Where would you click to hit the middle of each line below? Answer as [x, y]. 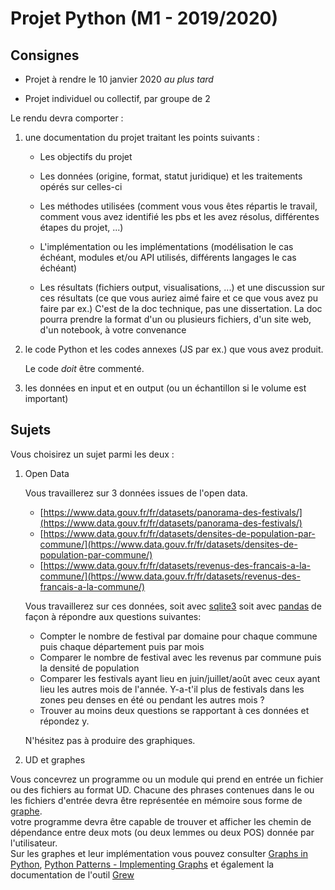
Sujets [31, 430]
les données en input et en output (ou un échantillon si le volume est [165, 388]
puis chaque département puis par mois [122, 646]
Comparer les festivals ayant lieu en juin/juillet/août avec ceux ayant [180, 678]
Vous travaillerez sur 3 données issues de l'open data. [136, 493]
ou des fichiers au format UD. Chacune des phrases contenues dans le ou [162, 789]
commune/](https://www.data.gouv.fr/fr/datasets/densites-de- [168, 544]
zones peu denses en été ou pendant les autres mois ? [152, 699]
